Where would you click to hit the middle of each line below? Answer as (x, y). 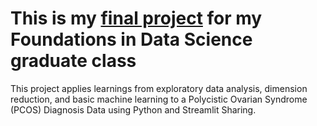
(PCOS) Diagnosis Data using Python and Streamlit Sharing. (133, 109)
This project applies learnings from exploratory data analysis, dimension (159, 88)
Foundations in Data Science (131, 39)
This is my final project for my (136, 18)
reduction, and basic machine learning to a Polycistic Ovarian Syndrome (159, 99)
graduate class (73, 61)
